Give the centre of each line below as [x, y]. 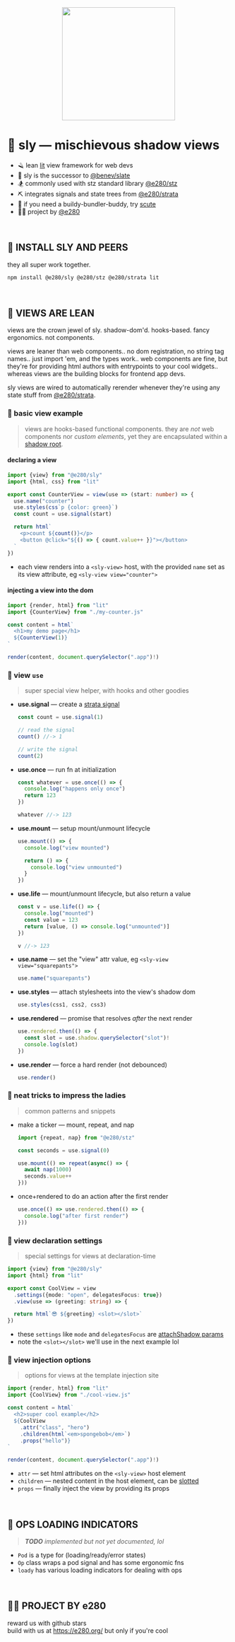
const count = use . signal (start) [63, 514]
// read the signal [46, 730]
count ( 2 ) [30, 756]
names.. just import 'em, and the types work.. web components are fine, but [117, 359]
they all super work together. [49, 264]
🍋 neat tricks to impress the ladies [67, 1096]
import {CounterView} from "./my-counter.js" [75, 612]
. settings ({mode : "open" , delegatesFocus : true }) [88, 1295]
